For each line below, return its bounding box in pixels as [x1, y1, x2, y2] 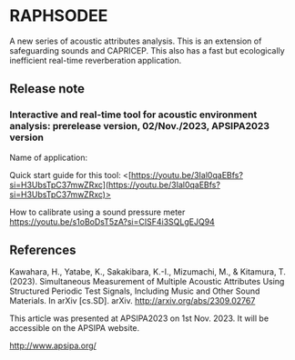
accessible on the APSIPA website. [9, 323, 140, 334]
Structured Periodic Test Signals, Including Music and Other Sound [9, 285, 260, 296]
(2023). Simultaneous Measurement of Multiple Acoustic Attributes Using [9, 276, 285, 287]
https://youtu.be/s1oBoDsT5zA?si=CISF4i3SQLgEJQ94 [9, 215, 216, 227]
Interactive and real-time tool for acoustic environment [9, 108, 258, 121]
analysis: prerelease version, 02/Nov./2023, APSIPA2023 [9, 120, 270, 133]
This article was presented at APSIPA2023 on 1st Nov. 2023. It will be [9, 313, 270, 324]
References [9, 243, 76, 258]
